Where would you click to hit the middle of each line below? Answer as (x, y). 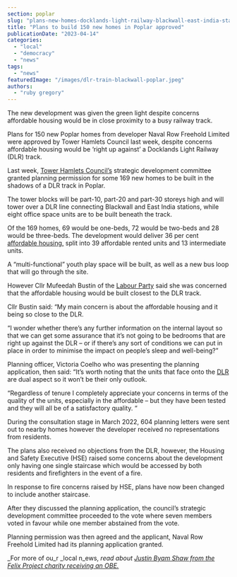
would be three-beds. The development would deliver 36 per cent (103, 236)
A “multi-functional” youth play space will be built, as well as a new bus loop (118, 264)
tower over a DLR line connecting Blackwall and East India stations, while (113, 207)
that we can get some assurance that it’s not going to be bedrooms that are (116, 336)
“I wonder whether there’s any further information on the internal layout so (115, 328)
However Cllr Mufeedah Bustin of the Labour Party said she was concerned (117, 286)
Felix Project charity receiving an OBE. (63, 566)
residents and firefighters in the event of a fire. (75, 473)
